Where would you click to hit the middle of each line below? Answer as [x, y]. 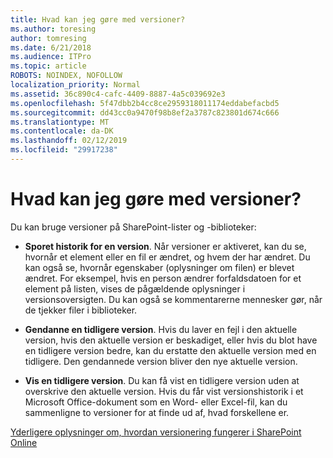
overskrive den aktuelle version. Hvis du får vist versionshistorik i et [164, 391]
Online [24, 442]
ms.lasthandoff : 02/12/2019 [69, 141]
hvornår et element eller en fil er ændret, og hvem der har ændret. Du [167, 257]
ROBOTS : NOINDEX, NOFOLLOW [66, 76]
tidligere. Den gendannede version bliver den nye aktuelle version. [161, 361]
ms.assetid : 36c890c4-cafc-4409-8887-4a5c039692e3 [118, 94]
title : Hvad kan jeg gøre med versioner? [98, 19]
